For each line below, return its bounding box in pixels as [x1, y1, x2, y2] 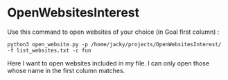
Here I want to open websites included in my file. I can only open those [7, 59, 210, 67]
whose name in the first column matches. [7, 66, 125, 74]
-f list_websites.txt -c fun [7, 47, 91, 54]
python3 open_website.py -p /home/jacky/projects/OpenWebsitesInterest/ [7, 41, 222, 48]
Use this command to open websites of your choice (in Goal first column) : [7, 28, 220, 36]
